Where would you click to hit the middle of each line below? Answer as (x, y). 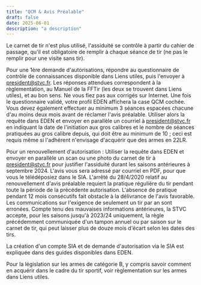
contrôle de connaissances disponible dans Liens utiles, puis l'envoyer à (95, 76)
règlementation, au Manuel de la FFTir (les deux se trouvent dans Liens (94, 89)
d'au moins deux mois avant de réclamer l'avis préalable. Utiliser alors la (95, 115)
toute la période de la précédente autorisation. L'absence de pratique (91, 190)
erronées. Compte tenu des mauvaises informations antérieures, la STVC (97, 209)
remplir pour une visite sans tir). (46, 58)
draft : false (22, 17)
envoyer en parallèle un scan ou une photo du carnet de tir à (81, 158)
